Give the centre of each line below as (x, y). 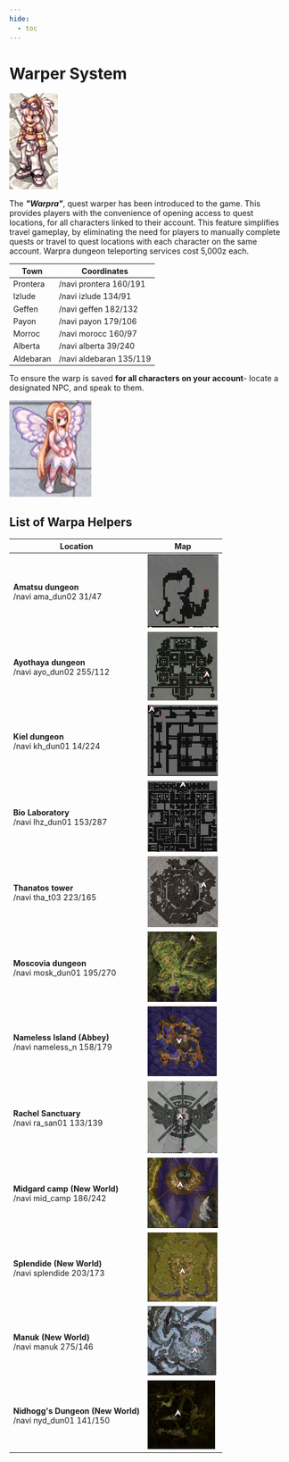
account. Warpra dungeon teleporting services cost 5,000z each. (129, 251)
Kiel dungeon (38, 737)
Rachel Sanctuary (47, 1113)
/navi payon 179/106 (98, 321)
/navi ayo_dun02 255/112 (61, 672)
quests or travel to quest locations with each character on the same (133, 242)
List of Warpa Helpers (71, 522)
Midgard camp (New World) (66, 1189)
